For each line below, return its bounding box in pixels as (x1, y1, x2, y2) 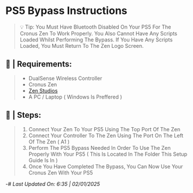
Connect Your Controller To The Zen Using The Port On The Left (28, 132, 184, 139)
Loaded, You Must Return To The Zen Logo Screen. (19, 42, 144, 49)
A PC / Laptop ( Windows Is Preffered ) (28, 93, 122, 100)
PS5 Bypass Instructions (5, 4, 127, 17)
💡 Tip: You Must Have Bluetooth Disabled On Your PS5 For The (19, 23, 171, 30)
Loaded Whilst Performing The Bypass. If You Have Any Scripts (19, 36, 173, 43)
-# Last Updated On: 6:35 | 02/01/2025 (5, 180, 101, 187)
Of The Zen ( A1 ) (28, 138, 70, 145)
